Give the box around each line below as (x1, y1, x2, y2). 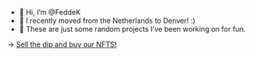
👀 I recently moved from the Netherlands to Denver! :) (18, 16, 196, 25)
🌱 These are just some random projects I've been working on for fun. (18, 25, 246, 33)
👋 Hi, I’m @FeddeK (18, 8, 81, 17)
